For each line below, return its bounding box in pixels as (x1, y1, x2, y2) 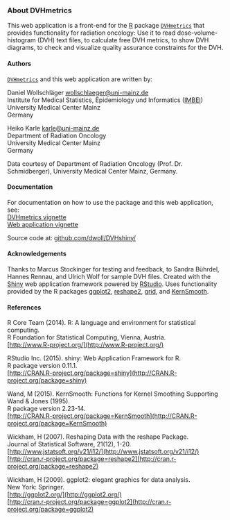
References (7, 303, 42, 311)
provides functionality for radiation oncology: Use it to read (7, 28, 176, 37)
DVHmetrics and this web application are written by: (7, 75, 152, 83)
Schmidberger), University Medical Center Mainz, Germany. (7, 167, 178, 175)
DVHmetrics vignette (7, 212, 67, 221)
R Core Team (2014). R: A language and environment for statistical (7, 319, 196, 327)
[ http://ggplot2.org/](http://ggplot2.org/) (7, 490, 123, 498)
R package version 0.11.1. (7, 362, 78, 370)
